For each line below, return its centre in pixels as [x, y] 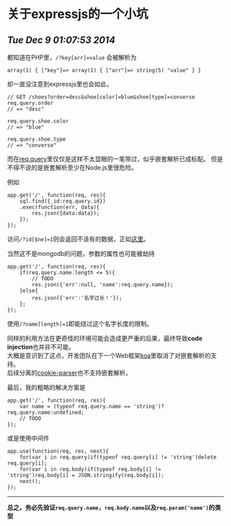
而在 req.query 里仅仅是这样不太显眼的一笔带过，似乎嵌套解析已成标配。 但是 [115, 159]
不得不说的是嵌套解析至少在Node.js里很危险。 [72, 167]
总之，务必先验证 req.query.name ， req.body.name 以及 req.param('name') [108, 507]
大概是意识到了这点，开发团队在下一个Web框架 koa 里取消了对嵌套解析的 [109, 356]
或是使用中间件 [28, 438]
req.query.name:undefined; [46, 412]
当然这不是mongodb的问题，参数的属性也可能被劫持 [81, 253]
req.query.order [30, 103]
